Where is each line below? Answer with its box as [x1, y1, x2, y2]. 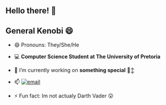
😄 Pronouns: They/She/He [14, 42, 79, 49]
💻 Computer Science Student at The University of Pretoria [14, 53, 161, 60]
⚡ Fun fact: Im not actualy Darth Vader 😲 [14, 92, 114, 100]
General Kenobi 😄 [5, 26, 74, 36]
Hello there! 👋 [5, 6, 57, 16]
